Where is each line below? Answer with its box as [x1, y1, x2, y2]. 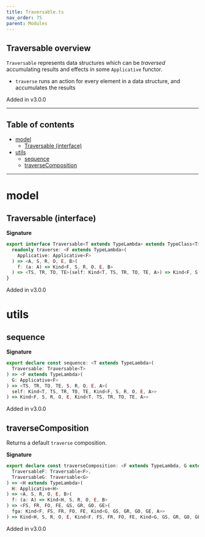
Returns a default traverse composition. [6, 439, 107, 446]
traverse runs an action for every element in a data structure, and [15, 78, 181, 85]
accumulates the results [15, 84, 76, 92]
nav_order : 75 [6, 15, 43, 21]
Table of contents [6, 119, 74, 130]
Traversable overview [6, 43, 92, 53]
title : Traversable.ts [6, 9, 64, 15]
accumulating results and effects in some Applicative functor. [6, 65, 163, 73]
